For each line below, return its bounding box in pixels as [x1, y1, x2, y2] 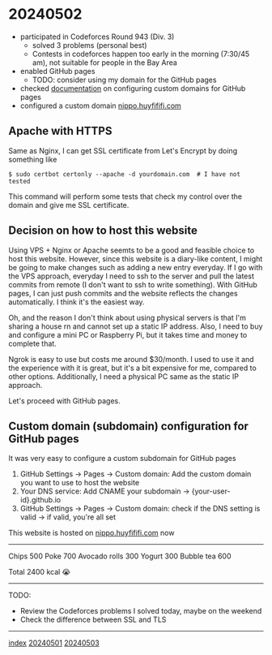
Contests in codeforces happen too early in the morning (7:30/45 [32, 49, 250, 58]
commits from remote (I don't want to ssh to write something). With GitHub [8, 279, 257, 289]
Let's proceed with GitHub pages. [8, 395, 121, 406]
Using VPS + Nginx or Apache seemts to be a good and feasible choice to [8, 245, 255, 255]
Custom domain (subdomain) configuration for [8, 419, 249, 433]
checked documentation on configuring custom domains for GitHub [19, 83, 246, 93]
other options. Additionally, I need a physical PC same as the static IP [8, 371, 239, 381]
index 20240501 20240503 [8, 638, 100, 648]
